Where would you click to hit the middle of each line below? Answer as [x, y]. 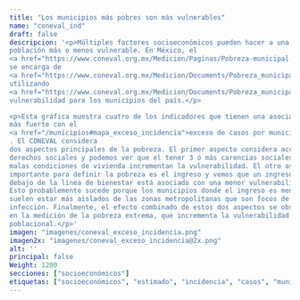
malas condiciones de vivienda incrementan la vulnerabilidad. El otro [145, 166]
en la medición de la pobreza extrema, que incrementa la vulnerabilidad [150, 215]
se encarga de [36, 68]
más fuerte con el [43, 125]
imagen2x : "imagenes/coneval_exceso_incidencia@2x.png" [115, 240]
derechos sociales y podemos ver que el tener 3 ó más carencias [133, 158]
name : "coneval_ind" [48, 26]
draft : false [33, 34]
